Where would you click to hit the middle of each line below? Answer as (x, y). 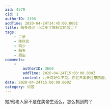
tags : (11, 32)
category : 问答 (20, 87)
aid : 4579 (15, 10)
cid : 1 (12, 14)
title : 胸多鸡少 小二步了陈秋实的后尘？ (41, 28)
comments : (15, 60)
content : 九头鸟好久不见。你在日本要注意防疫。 (66, 78)
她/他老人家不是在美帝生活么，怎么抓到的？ (49, 101)
